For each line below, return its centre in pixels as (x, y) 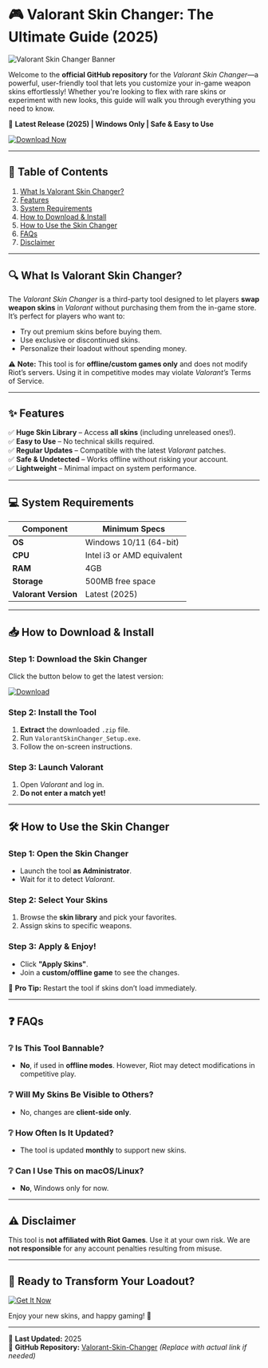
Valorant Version (45, 595)
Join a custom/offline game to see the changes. (100, 972)
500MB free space (120, 581)
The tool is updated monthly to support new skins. (103, 1150)
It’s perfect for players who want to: (67, 316)
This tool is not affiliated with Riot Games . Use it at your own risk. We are (129, 1240)
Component (45, 529)
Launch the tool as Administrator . (76, 871)
